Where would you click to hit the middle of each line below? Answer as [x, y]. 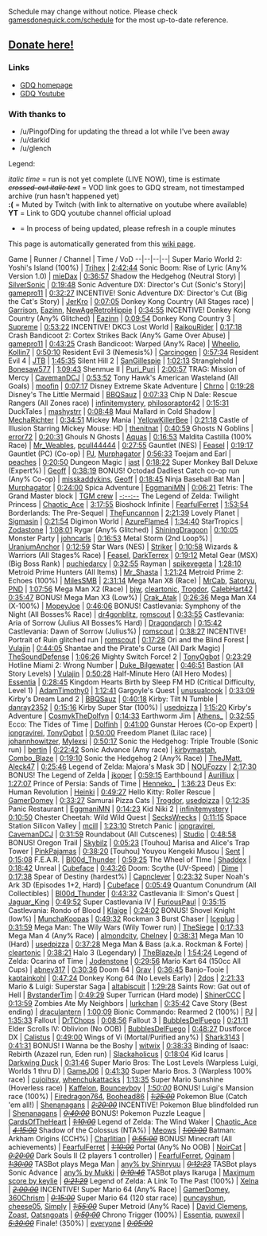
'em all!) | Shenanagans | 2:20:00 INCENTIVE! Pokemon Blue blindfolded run [133, 1105]
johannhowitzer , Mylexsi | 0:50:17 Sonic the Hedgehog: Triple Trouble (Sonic [133, 741]
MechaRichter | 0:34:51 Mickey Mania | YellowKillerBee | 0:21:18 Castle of [128, 419]
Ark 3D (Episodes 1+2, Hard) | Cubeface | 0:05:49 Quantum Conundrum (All [132, 885]
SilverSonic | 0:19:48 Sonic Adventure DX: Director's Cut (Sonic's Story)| [127, 284]
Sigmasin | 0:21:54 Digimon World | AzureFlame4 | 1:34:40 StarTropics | [126, 521]
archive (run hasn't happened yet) [64, 196]
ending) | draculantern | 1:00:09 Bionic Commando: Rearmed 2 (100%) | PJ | [133, 1012]
